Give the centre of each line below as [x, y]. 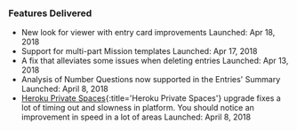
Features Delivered [50, 13]
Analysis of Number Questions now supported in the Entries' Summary [151, 80]
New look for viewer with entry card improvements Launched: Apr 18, [148, 33]
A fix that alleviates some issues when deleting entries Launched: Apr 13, [155, 61]
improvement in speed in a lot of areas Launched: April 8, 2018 [136, 117]
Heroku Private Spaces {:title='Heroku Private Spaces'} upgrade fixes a [151, 98]
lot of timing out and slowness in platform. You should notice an [138, 108]
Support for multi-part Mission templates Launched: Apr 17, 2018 [139, 51]
